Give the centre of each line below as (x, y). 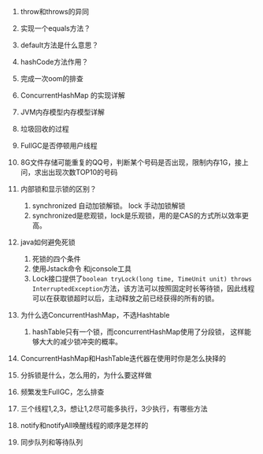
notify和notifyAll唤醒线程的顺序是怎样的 (84, 425)
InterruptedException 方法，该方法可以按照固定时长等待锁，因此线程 (143, 288)
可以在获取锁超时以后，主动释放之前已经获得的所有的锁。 (125, 298)
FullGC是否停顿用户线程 (59, 145)
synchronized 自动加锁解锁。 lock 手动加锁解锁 (109, 206)
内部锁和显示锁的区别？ (58, 189)
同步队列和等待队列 (52, 442)
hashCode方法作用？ (54, 62)
